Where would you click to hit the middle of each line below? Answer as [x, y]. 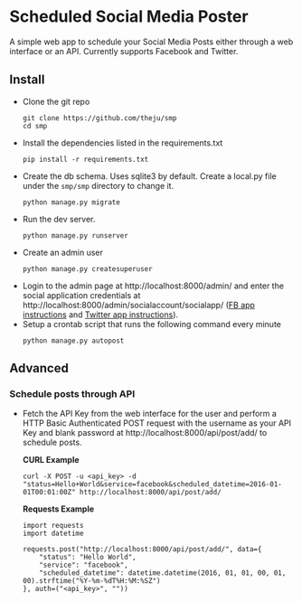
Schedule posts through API [72, 394]
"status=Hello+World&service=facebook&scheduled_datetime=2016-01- [152, 484]
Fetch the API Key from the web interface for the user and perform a [150, 414]
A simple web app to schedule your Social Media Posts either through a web [151, 42]
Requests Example [58, 509]
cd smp [35, 126]
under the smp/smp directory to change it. [98, 185]
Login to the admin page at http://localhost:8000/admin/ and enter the [153, 286]
